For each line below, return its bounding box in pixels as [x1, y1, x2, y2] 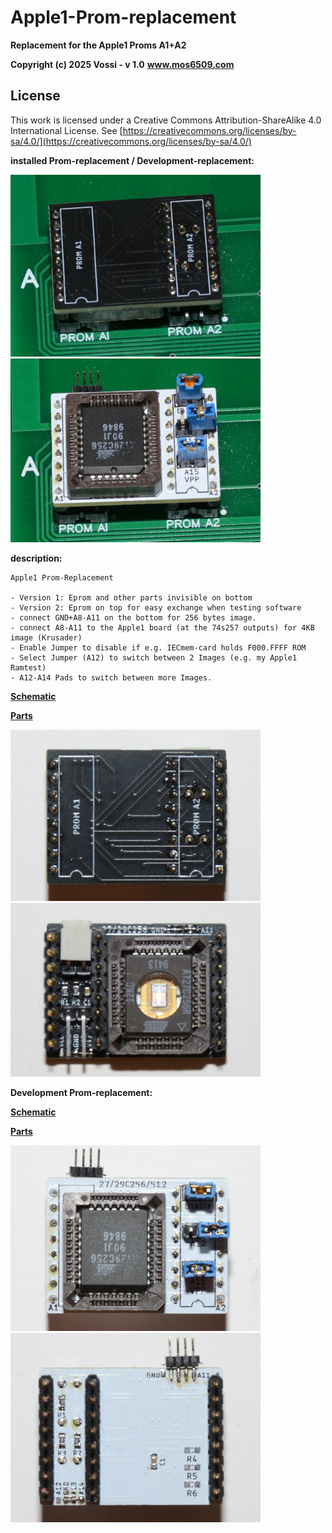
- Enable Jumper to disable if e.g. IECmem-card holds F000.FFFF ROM [10, 642, 307, 653]
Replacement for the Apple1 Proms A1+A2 [10, 39, 187, 51]
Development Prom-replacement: [10, 1086, 153, 1098]
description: [10, 552, 63, 564]
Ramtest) [10, 662, 47, 673]
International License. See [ [10, 124, 123, 136]
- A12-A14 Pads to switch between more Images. [10, 672, 213, 683]
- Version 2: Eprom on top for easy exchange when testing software [10, 602, 302, 613]
